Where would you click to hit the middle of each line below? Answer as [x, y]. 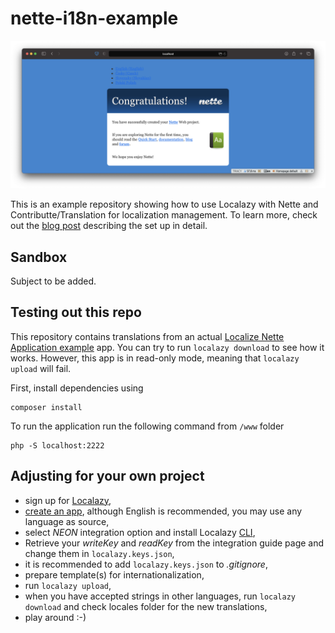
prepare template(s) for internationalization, [114, 574]
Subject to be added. [53, 281]
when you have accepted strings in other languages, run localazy [160, 596]
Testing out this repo [76, 312]
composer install [46, 407]
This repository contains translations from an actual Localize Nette [147, 336]
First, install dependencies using [77, 388]
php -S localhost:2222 [57, 445]
